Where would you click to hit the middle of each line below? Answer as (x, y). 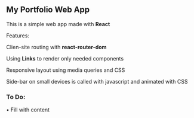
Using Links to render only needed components (65, 58)
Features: (18, 36)
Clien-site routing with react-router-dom (56, 47)
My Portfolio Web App (48, 10)
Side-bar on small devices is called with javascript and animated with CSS (97, 81)
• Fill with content (28, 110)
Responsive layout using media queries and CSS (66, 70)
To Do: (16, 97)
